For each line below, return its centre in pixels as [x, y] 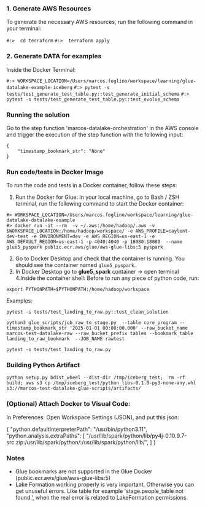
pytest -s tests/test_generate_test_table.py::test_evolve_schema [93, 99]
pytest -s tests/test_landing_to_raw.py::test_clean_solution [87, 312]
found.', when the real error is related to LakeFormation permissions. [102, 498]
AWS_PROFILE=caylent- [163, 231]
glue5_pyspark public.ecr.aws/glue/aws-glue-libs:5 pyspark [85, 247]
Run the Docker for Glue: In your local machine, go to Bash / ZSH [97, 197]
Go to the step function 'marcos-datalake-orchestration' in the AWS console [102, 128]
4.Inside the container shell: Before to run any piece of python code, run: [107, 278]
